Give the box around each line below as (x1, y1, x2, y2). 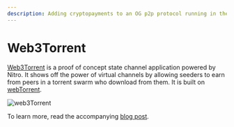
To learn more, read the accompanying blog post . (7, 112, 150, 120)
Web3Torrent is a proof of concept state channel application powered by (7, 63, 216, 71)
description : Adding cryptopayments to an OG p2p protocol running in (7, 10, 217, 17)
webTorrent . (7, 85, 42, 94)
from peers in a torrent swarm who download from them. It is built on (7, 78, 205, 86)
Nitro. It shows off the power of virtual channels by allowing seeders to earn (7, 70, 225, 78)
